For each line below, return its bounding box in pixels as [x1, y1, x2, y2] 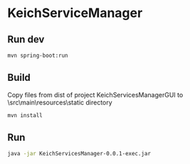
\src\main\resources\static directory [7, 98, 112, 106]
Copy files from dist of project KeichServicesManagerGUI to [7, 90, 184, 99]
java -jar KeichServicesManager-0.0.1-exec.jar [7, 151, 152, 158]
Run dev [7, 33, 45, 45]
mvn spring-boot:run [7, 52, 69, 59]
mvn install [7, 111, 43, 119]
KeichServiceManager [7, 5, 143, 21]
